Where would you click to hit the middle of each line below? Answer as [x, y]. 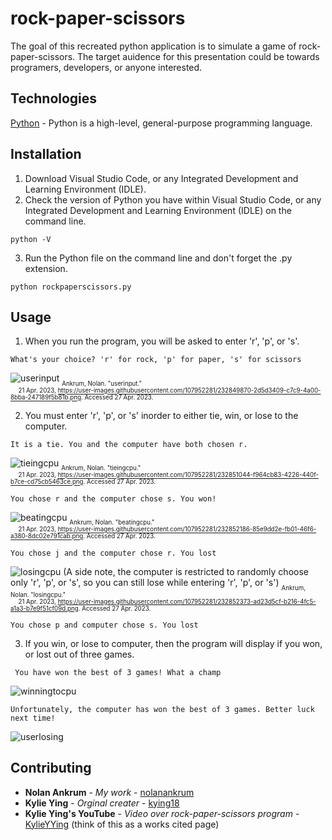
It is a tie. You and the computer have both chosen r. [129, 444]
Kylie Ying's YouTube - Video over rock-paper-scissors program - [162, 813]
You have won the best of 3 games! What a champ [118, 672]
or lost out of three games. [79, 654]
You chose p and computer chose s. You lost [104, 625]
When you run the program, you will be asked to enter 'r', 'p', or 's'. [162, 341]
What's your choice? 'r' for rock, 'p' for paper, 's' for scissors [156, 360]
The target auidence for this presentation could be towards [198, 56]
